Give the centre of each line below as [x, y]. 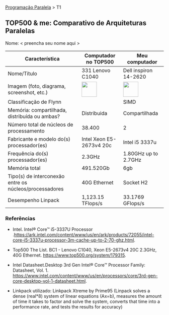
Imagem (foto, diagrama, [37, 86]
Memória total [24, 168]
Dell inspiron [138, 70]
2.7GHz [132, 160]
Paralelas [20, 31]
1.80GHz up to [141, 153]
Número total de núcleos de [40, 124]
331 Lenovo [96, 70]
